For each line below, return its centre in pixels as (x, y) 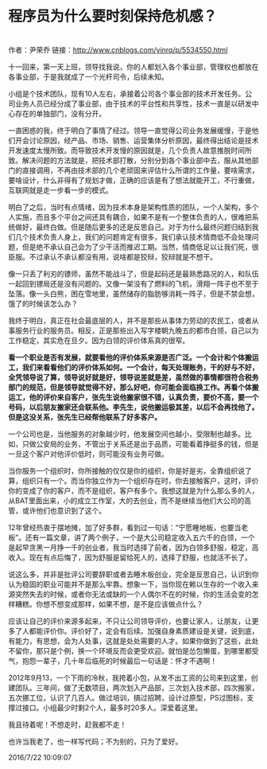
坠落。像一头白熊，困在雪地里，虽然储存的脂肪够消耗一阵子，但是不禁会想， (133, 294)
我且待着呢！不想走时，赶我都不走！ (68, 724)
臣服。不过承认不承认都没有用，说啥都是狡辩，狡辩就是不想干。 (112, 257)
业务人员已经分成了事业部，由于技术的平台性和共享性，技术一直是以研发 (133, 103)
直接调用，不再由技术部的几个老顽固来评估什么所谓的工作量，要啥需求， (140, 170)
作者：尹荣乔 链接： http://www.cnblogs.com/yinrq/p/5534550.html (118, 50)
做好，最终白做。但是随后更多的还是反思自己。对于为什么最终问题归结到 (133, 227)
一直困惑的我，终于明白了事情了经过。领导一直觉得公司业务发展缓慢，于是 (130, 131)
